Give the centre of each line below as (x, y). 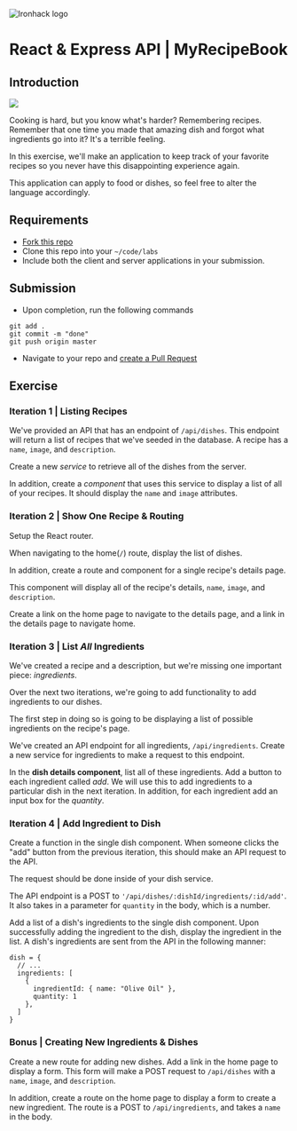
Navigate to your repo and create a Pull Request (109, 358)
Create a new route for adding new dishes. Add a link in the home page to (144, 1062)
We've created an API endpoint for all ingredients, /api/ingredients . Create (147, 745)
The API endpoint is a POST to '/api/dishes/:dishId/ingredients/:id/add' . (148, 896)
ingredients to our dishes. (56, 701)
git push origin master (53, 342)
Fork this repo (47, 241)
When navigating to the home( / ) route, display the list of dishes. (126, 553)
